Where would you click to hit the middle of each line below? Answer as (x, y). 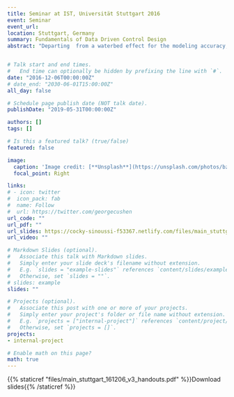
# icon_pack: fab (34, 199)
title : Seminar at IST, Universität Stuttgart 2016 (84, 14)
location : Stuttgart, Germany (51, 33)
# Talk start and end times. (49, 65)
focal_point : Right (42, 173)
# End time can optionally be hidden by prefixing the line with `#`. (115, 71)
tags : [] (20, 129)
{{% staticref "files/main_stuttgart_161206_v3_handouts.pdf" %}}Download (114, 380)
